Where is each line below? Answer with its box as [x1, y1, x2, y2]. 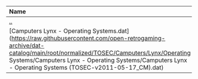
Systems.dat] [92, 27, 130, 35]
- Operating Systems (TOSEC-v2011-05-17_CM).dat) [9, 64, 164, 71]
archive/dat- [9, 42, 45, 49]
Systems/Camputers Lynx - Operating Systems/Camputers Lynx [9, 56, 187, 64]
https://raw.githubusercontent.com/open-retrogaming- [11, 35, 166, 42]
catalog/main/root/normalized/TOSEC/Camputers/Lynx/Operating [9, 49, 191, 57]
